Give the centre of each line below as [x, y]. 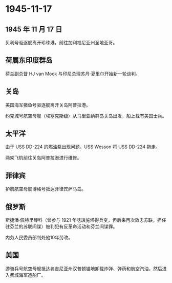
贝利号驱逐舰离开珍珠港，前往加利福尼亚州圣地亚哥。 [61, 42]
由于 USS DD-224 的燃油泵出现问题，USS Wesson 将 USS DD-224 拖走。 [83, 147]
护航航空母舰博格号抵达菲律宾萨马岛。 [46, 189]
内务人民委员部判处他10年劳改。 [39, 238]
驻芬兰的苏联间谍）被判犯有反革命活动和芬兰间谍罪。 [61, 226]
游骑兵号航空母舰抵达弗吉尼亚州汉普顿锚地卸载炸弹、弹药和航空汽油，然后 [84, 269]
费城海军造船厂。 [28, 275]
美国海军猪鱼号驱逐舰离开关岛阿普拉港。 [48, 105]
